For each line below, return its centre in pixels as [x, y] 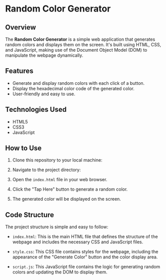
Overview [21, 27]
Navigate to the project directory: [46, 170]
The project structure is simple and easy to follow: [57, 227]
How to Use [23, 148]
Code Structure [29, 215]
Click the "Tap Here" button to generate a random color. [70, 189]
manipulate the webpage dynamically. [44, 55]
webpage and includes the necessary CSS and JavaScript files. [78, 242]
